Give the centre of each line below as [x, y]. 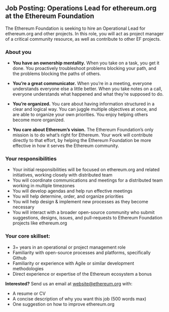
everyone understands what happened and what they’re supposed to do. [88, 94]
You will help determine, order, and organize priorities [68, 196]
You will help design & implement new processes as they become [80, 202]
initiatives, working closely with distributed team [62, 175]
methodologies [28, 268]
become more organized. [38, 120]
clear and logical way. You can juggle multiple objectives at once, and [84, 109]
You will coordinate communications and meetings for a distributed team [88, 180]
